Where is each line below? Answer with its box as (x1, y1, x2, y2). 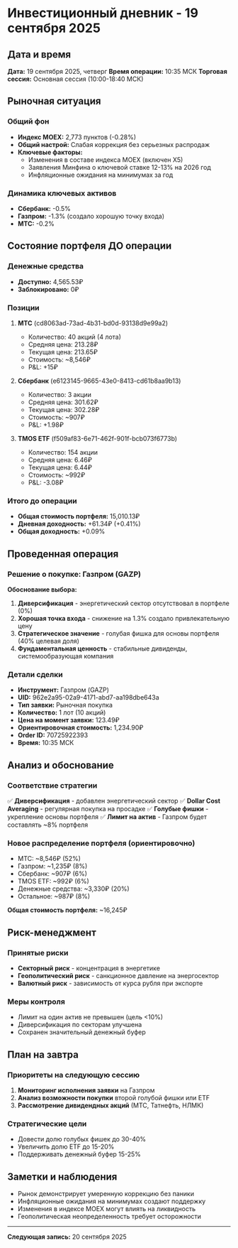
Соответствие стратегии (7, 780, 98, 790)
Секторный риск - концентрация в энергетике (17, 964, 161, 972)
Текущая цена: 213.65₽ (28, 347, 98, 356)
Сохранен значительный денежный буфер (17, 1028, 147, 1036)
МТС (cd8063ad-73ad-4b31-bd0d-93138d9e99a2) (17, 318, 169, 327)
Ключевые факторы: (17, 148, 83, 156)
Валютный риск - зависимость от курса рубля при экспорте (17, 979, 203, 987)
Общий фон (7, 116, 50, 126)
